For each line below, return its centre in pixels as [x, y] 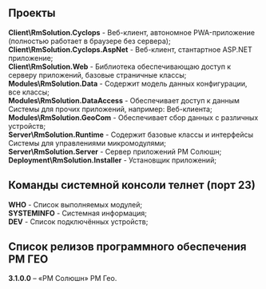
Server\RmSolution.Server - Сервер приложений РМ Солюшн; [115, 151]
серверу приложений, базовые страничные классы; [97, 74]
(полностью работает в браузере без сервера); [89, 41]
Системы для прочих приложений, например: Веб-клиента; [111, 109]
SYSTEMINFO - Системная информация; [78, 213]
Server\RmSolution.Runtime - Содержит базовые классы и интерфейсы [131, 134]
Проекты [32, 13]
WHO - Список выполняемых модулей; [75, 204]
